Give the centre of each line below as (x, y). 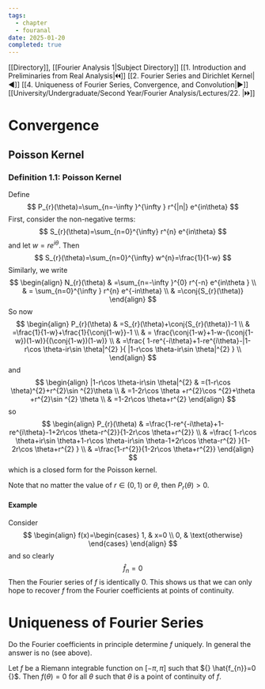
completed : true (35, 45)
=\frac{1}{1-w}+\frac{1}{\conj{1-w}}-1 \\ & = (82, 332)
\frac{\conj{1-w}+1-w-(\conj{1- (204, 332)
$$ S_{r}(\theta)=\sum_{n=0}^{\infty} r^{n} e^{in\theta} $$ (133, 231)
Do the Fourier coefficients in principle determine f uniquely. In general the (130, 645)
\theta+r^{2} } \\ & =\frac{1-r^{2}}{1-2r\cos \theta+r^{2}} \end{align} (144, 449)
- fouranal (33, 30)
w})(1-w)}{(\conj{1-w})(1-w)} (61, 340)
